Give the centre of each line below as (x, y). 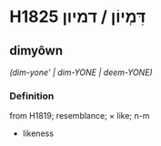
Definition (32, 96)
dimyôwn (36, 51)
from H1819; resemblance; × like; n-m (80, 116)
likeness (38, 133)
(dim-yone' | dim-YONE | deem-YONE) (81, 72)
